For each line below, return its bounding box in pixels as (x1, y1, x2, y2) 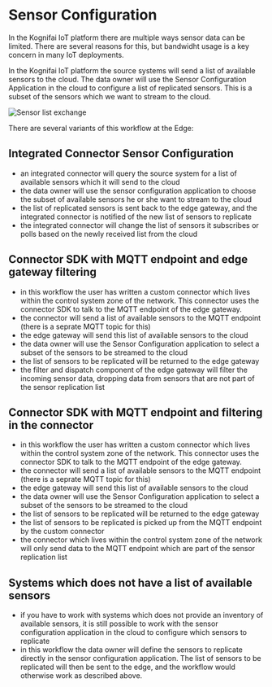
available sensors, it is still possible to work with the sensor (19, 619, 218, 628)
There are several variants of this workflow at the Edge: (8, 123, 194, 133)
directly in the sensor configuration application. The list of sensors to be (19, 654, 261, 663)
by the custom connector (19, 527, 105, 536)
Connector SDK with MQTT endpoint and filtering (8, 405, 263, 419)
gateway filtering (8, 265, 97, 279)
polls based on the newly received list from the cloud (19, 229, 198, 238)
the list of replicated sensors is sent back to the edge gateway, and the (19, 203, 258, 212)
